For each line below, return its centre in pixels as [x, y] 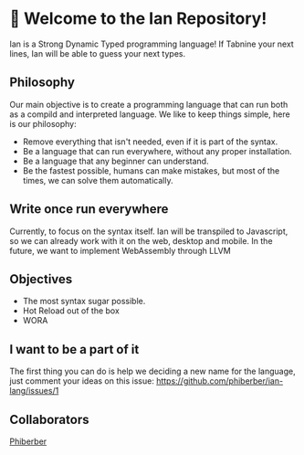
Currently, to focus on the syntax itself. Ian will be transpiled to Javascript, [149, 231]
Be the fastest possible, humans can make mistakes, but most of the [151, 170]
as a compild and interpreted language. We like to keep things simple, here [150, 114]
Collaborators [49, 419]
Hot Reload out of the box [71, 311]
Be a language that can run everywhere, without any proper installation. [157, 151]
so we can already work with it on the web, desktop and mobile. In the [141, 240]
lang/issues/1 [34, 391]
